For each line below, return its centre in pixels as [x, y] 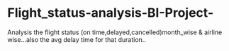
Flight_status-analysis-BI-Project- [111, 13]
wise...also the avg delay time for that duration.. [77, 39]
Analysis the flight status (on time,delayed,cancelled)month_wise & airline [115, 32]
